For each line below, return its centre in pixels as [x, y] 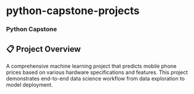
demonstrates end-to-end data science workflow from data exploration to [96, 78]
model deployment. [29, 85]
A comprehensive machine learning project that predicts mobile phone [91, 66]
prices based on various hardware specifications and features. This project [97, 72]
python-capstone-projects [73, 11]
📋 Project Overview [44, 49]
